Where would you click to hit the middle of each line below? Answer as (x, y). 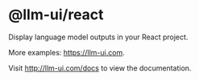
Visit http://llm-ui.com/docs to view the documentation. (100, 68)
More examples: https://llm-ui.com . (66, 52)
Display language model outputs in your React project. (98, 37)
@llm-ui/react (56, 15)
